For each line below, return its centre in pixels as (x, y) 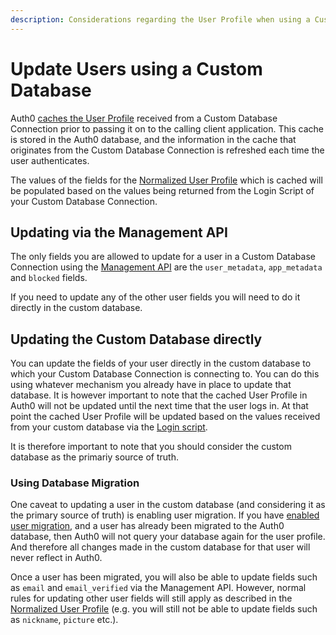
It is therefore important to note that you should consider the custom (151, 447)
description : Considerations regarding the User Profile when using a (160, 19)
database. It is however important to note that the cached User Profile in (159, 395)
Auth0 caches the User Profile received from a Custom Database (144, 118)
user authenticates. (50, 160)
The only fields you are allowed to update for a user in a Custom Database (163, 257)
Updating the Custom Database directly (136, 339)
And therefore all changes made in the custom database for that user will (160, 547)
